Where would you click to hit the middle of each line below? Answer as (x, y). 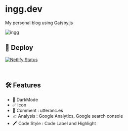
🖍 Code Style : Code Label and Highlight (54, 123)
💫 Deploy (19, 48)
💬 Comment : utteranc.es (38, 110)
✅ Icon (19, 105)
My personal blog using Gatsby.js (39, 23)
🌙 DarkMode (25, 99)
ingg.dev (24, 9)
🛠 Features (23, 85)
